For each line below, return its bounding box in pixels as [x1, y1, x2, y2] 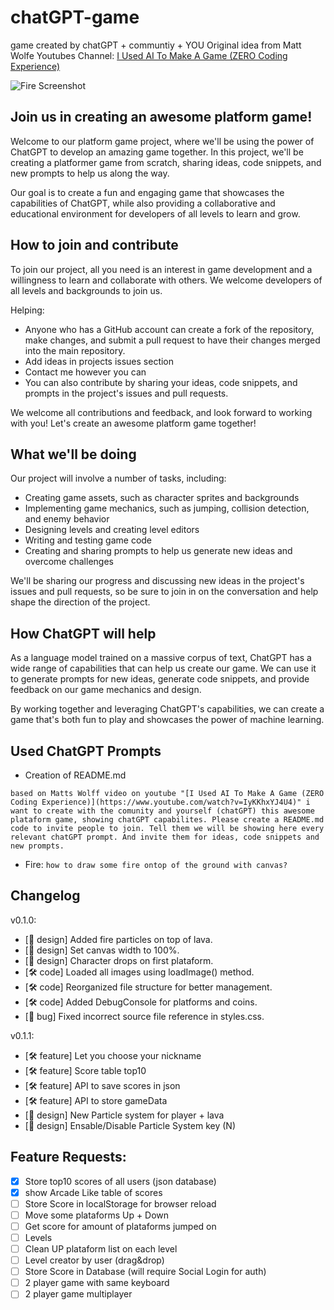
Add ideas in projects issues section [24, 355, 175, 367]
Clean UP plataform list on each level [24, 1243, 178, 1255]
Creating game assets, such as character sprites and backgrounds [24, 492, 300, 504]
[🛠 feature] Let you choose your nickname [24, 1049, 202, 1061]
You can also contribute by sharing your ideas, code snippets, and [24, 376, 298, 388]
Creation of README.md [24, 769, 127, 781]
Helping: [10, 304, 45, 316]
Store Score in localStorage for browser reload [24, 1197, 217, 1210]
